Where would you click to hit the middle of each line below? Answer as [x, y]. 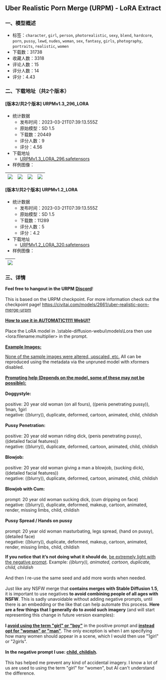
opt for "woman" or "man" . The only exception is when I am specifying [79, 631]
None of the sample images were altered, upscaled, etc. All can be [73, 357]
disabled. [14, 367]
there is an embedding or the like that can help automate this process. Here [83, 604]
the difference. [20, 673]
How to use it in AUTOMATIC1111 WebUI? [48, 320]
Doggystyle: [18, 394]
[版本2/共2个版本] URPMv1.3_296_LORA [47, 104]
